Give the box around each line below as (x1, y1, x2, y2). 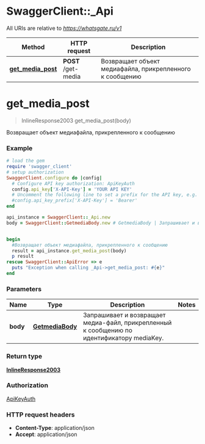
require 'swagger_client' (6, 164, 72, 170)
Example (6, 144, 33, 152)
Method (21, 43, 45, 51)
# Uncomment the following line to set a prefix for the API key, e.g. (12, 192, 198, 198)
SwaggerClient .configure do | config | (6, 175, 103, 181)
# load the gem (6, 158, 45, 164)
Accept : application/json (15, 431, 77, 438)
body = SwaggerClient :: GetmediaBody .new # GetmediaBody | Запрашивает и (6, 220, 195, 226)
